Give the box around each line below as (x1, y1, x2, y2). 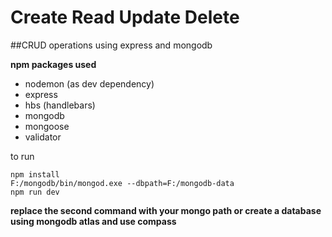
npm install (10, 169, 60, 180)
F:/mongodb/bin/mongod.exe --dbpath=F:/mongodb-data (10, 178, 235, 188)
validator (24, 131, 62, 143)
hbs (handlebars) (24, 99, 96, 111)
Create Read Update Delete (10, 6, 240, 29)
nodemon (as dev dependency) (24, 77, 155, 90)
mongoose (24, 120, 70, 132)
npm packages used (10, 58, 97, 70)
